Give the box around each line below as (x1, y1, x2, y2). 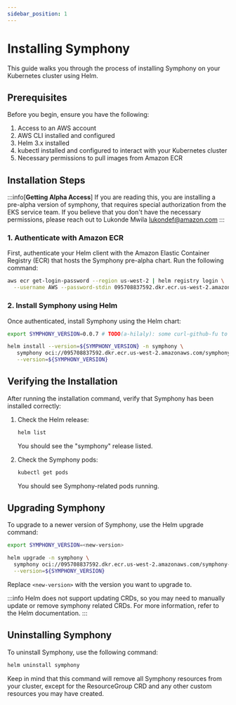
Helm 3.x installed (17, 139, 70, 148)
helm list (17, 428, 47, 436)
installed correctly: (7, 402, 62, 410)
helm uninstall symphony (7, 661, 80, 668)
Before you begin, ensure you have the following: (7, 110, 150, 119)
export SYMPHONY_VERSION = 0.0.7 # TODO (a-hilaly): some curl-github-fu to (7, 330, 228, 338)
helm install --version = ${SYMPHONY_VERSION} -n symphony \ (7, 343, 184, 350)
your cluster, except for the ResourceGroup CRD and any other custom (7, 682, 212, 690)
